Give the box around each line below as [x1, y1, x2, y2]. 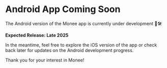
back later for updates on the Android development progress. [5, 47, 134, 53]
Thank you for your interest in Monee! [5, 57, 85, 63]
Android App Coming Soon [5, 4, 121, 15]
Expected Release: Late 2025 [5, 32, 69, 38]
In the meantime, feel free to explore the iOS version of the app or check [5, 42, 157, 48]
